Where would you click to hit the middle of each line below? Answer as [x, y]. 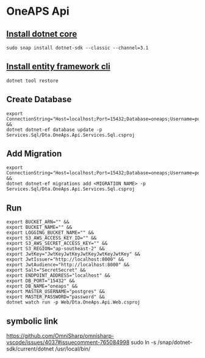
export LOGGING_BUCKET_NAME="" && [50, 233]
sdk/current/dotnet [30, 349]
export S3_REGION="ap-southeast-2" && [56, 249]
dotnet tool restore [33, 81]
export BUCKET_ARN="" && [38, 222]
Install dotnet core [42, 34]
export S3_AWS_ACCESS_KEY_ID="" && [52, 238]
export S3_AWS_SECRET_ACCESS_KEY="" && [57, 244]
